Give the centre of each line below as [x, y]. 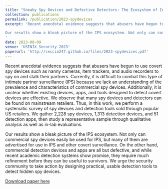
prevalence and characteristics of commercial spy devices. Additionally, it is [83, 87]
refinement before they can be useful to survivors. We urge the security [79, 160]
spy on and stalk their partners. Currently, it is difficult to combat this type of [84, 76]
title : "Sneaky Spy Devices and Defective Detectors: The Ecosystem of [81, 10]
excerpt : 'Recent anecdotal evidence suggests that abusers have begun [81, 24]
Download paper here [27, 181]
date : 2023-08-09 [23, 42]
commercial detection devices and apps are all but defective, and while [78, 150]
